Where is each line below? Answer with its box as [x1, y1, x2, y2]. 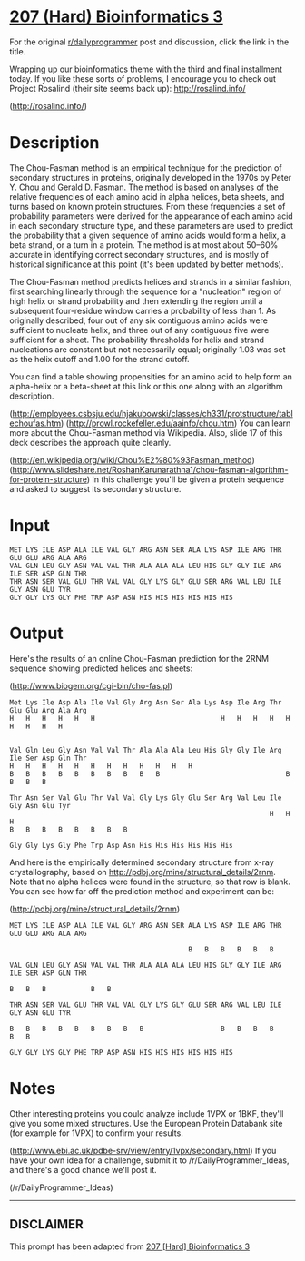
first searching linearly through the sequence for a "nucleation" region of [9, 286, 282, 297]
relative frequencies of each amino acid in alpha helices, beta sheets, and [9, 191, 285, 202]
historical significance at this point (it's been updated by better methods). [9, 259, 284, 270]
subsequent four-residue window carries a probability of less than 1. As [9, 305, 277, 316]
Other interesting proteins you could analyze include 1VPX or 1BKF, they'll [9, 1108, 284, 1118]
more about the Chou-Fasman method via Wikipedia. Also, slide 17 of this [9, 427, 283, 438]
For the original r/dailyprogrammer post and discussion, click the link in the [9, 36, 290, 47]
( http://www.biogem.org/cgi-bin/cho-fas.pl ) [9, 680, 173, 691]
